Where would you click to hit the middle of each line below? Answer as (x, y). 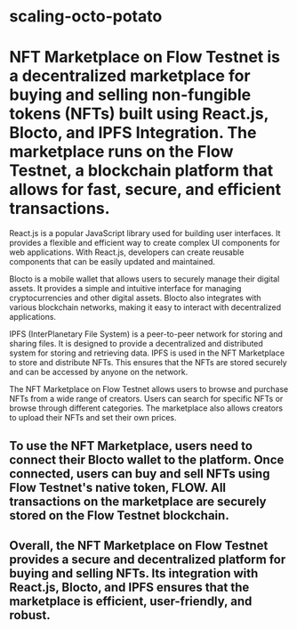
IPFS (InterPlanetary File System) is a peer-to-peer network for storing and (146, 334)
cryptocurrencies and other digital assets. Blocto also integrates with (135, 298)
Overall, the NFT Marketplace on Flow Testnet (139, 545)
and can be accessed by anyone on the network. (99, 372)
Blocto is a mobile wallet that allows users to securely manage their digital (144, 279)
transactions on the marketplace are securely (138, 501)
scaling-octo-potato (86, 16)
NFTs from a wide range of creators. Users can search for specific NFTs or (146, 399)
